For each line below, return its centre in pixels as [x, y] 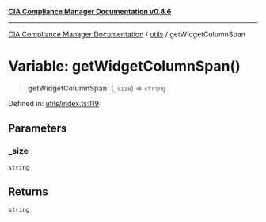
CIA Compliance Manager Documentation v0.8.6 [90, 11]
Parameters [38, 129]
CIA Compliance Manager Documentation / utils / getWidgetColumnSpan [127, 34]
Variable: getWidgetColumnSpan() [125, 66]
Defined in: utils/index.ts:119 [54, 103]
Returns [28, 192]
